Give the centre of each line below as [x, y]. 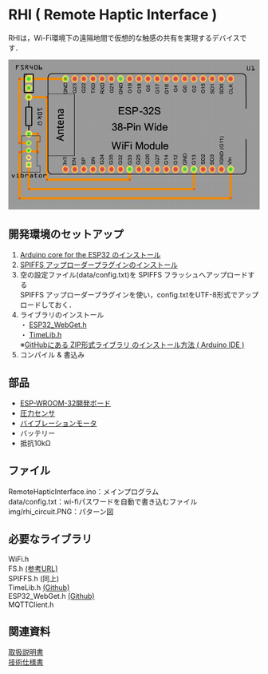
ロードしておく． [47, 305]
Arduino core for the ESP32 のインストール [90, 255]
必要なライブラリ [50, 539]
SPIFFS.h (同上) [34, 578]
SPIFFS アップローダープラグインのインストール [99, 265]
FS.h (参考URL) [33, 568]
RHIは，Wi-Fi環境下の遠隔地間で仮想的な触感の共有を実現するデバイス [124, 38]
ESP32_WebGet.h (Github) [51, 596]
